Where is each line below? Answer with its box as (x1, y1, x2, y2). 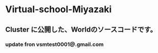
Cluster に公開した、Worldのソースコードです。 (5, 25, 157, 34)
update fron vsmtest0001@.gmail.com (5, 41, 104, 48)
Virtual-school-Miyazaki (5, 4, 112, 15)
